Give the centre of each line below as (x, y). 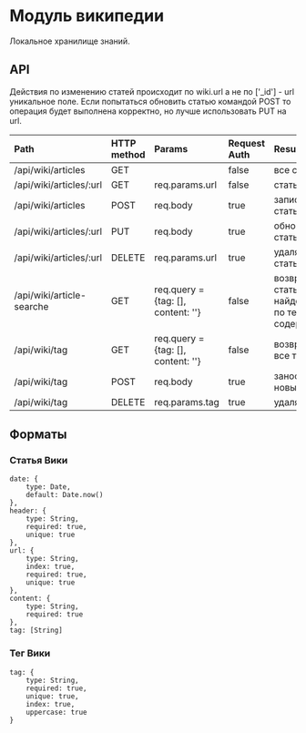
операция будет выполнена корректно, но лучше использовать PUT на (148, 111)
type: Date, (48, 487)
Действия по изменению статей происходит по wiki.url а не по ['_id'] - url (152, 91)
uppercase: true (57, 712)
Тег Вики (30, 654)
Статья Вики (39, 461)
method (128, 154)
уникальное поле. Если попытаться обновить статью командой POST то (150, 101)
